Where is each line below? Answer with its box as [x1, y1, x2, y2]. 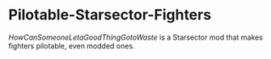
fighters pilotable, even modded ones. [8, 40, 135, 50]
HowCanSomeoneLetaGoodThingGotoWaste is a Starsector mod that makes [8, 32, 263, 42]
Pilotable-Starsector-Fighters [8, 6, 212, 24]
